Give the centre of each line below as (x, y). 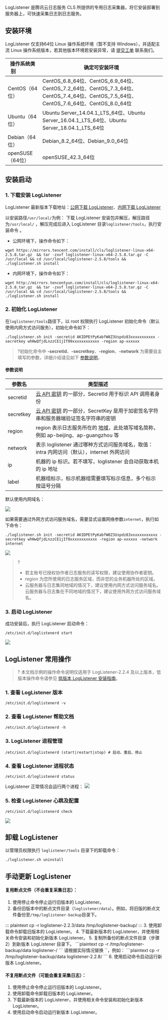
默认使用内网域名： (25, 499)
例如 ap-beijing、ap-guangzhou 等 (77, 435)
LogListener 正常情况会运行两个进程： (44, 786)
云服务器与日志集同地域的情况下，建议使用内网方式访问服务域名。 (93, 585)
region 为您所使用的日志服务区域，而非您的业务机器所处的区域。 (91, 579)
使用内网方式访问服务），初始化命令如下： (48, 327)
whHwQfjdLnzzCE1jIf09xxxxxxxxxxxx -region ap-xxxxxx (83, 341)
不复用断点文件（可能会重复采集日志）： (46, 975)
